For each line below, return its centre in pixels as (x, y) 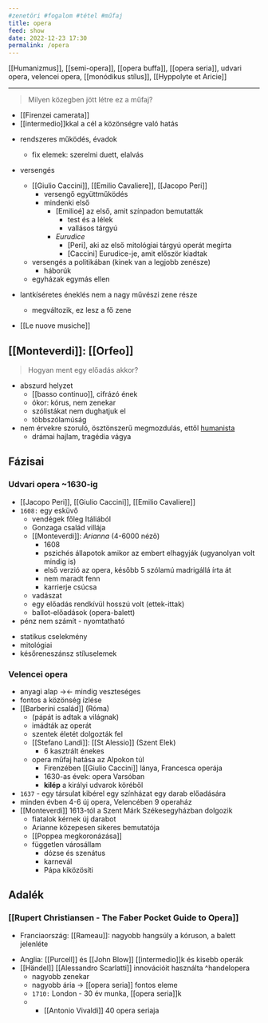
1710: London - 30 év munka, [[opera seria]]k (106, 993)
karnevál (58, 861)
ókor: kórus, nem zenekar (74, 402)
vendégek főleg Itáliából (71, 519)
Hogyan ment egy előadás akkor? (83, 370)
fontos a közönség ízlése (61, 700)
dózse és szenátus (75, 853)
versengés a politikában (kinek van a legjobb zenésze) (121, 262)
